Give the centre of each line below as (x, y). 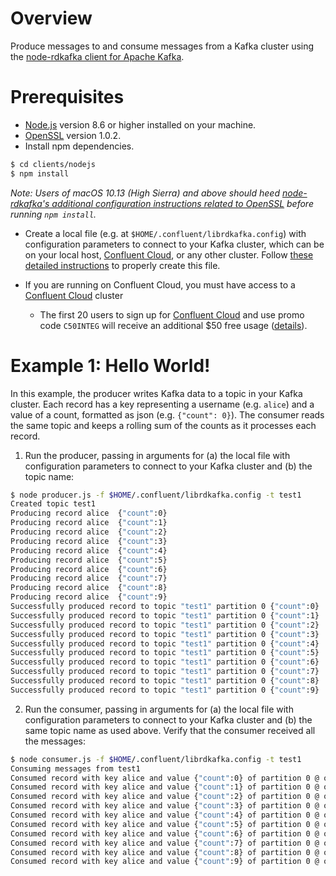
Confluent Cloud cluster (74, 295)
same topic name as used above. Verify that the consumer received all (170, 730)
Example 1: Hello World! (110, 365)
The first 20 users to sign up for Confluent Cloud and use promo (172, 314)
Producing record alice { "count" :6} (89, 569)
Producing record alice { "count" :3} (89, 541)
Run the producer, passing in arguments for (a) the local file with (157, 455)
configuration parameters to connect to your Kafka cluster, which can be (174, 244)
